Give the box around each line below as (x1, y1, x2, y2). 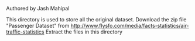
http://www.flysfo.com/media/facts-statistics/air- (70, 23, 189, 29)
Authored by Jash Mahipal (6, 5, 70, 12)
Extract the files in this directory (45, 28, 123, 35)
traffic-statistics (6, 28, 45, 35)
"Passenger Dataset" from (6, 23, 70, 29)
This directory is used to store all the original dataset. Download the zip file (6, 16, 187, 23)
